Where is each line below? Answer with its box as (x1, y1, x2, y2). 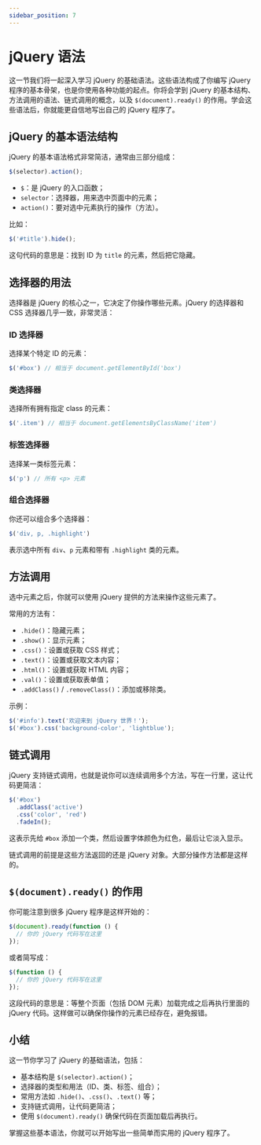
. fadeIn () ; (16, 818, 52, 826)
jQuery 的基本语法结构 (9, 130, 119, 143)
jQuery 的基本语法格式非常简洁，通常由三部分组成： (9, 152, 178, 162)
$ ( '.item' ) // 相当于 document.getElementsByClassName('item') (9, 420, 217, 428)
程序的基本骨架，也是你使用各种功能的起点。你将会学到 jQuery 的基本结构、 (9, 85, 255, 94)
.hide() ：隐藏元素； (20, 626, 87, 635)
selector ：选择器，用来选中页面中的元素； (20, 193, 160, 203)
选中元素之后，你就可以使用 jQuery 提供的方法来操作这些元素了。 (9, 593, 221, 602)
